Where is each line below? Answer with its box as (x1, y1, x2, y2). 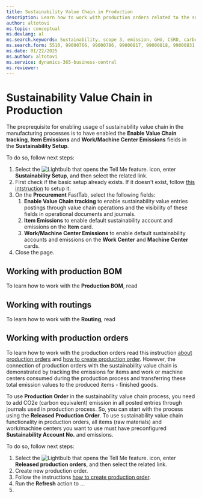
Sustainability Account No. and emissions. (6, 431, 114, 438)
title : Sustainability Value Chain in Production (6, 8, 133, 15)
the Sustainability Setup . (6, 143, 69, 150)
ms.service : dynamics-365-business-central (6, 59, 117, 65)
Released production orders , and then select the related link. (14, 461, 167, 468)
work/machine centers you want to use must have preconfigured (6, 425, 167, 432)
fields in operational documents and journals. (23, 211, 136, 218)
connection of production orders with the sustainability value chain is (6, 361, 177, 369)
